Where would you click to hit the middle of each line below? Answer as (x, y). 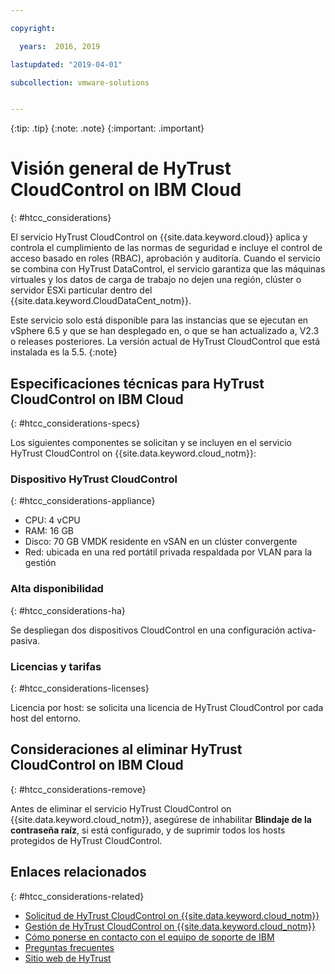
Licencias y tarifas (56, 666)
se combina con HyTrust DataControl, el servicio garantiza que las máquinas (168, 269)
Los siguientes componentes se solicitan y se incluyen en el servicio (151, 442)
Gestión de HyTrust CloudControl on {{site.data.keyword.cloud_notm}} (170, 926)
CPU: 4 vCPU (52, 520)
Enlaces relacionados (78, 872)
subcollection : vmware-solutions (80, 82)
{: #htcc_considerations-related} (77, 896)
